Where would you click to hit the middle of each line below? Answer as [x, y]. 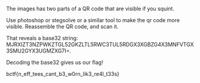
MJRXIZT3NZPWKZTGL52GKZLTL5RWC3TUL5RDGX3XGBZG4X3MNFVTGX [100, 44]
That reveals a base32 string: [42, 38]
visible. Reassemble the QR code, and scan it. [62, 27]
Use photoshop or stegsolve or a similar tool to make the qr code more [93, 20]
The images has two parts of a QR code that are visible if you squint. [90, 9]
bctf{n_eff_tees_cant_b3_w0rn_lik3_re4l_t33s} [63, 74]
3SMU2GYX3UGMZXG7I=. [39, 51]
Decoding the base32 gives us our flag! [55, 62]
